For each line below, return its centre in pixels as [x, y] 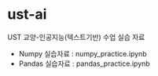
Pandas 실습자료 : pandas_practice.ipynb [84, 63]
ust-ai [27, 14]
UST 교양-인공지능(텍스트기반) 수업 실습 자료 [76, 37]
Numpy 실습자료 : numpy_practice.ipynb [83, 53]
